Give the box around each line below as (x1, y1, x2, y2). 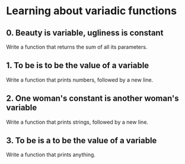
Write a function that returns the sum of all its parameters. (6, 43, 148, 50)
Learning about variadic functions (6, 4, 177, 18)
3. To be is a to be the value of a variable (6, 136, 157, 146)
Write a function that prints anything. (6, 151, 96, 158)
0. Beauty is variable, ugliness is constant (6, 28, 164, 38)
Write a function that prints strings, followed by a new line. (6, 118, 149, 126)
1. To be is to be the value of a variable (6, 60, 149, 70)
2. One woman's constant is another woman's (6, 94, 179, 104)
